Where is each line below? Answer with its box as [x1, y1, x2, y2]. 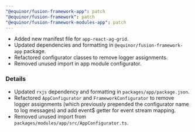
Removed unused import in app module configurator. [13, 60, 142, 67]
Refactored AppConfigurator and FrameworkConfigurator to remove [13, 94, 175, 101]
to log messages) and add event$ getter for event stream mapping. [13, 106, 176, 114]
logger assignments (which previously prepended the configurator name [13, 100, 189, 107]
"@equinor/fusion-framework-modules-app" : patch [5, 19, 126, 25]
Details [5, 75, 26, 83]
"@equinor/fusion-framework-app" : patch [5, 8, 106, 15]
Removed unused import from [13, 113, 86, 120]
